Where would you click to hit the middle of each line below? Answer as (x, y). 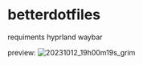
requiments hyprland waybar (55, 37)
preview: (22, 52)
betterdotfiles (54, 15)
